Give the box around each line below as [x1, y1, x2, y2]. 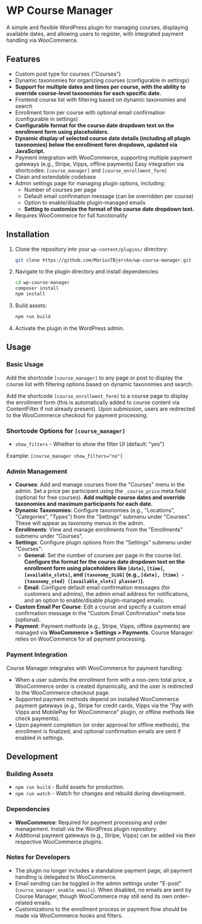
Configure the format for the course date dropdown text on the [24, 558, 185, 566]
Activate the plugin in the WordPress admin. [15, 325, 125, 332]
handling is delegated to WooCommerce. [15, 873, 117, 880]
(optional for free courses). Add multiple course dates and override [15, 494, 186, 501]
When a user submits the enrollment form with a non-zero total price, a [15, 676, 192, 683]
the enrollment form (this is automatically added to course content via [6, 398, 180, 406]
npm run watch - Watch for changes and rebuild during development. [15, 790, 186, 797]
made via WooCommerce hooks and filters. [15, 912, 123, 919]
